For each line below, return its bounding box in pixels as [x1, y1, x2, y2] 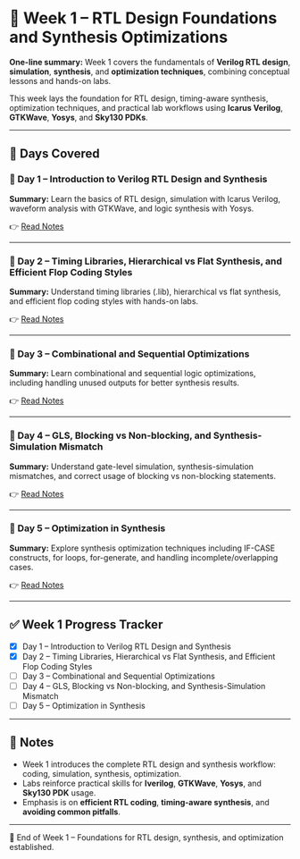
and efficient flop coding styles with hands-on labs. [9, 295, 199, 307]
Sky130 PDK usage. [21, 787, 96, 798]
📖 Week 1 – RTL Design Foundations [9, 8, 278, 29]
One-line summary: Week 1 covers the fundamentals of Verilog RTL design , [9, 56, 291, 67]
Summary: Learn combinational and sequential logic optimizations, [9, 368, 256, 379]
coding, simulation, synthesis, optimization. [21, 768, 181, 779]
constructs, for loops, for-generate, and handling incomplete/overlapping [9, 552, 279, 562]
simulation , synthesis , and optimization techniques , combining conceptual [9, 66, 290, 77]
